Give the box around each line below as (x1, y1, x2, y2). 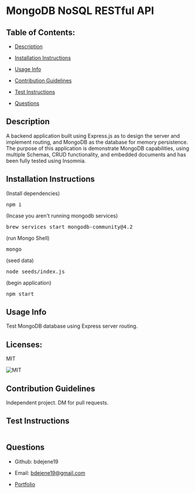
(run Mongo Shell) (6, 234, 50, 242)
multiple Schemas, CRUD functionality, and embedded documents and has (6, 151, 186, 158)
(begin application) (6, 279, 52, 286)
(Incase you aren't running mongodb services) (6, 212, 118, 219)
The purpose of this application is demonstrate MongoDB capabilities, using (6, 145, 189, 152)
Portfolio (14, 481, 36, 488)
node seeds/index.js (6, 268, 66, 275)
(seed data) (6, 257, 34, 264)
